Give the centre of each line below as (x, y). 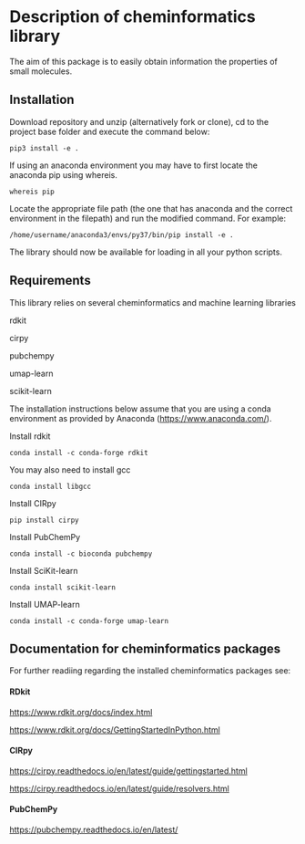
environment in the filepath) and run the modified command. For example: (148, 218)
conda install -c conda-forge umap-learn (89, 621)
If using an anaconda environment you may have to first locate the (133, 165)
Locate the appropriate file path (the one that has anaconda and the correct (151, 208)
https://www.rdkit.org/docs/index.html (81, 712)
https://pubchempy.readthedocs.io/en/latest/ (94, 829)
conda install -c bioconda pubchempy (81, 554)
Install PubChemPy (45, 537)
